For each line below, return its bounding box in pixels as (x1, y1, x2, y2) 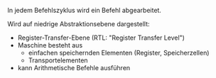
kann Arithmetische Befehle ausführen (17, 64, 131, 72)
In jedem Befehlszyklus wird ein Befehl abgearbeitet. (7, 6, 162, 14)
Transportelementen (28, 56, 88, 65)
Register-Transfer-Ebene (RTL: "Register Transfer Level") (17, 33, 185, 42)
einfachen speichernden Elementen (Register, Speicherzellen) (28, 49, 210, 57)
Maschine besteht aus (17, 41, 83, 49)
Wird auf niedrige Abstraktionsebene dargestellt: (7, 20, 150, 28)
